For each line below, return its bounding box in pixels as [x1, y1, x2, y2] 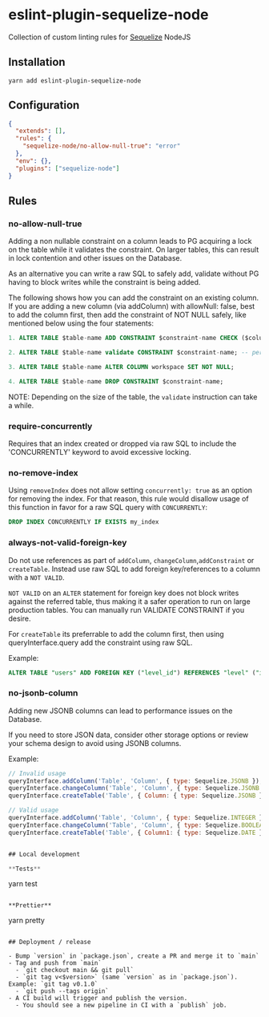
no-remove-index [8, 467, 78, 478]
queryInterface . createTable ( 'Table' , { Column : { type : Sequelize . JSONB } [8, 792, 263, 800]
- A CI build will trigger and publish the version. [8, 995, 188, 1003]
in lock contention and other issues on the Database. [8, 253, 183, 263]
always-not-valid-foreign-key [8, 537, 127, 549]
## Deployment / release [8, 938, 91, 946]
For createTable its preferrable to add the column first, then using [8, 629, 224, 638]
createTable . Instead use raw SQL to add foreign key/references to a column [8, 564, 261, 573]
